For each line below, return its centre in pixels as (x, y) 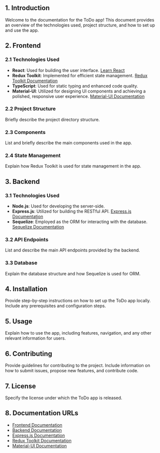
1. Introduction (27, 8)
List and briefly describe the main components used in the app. (69, 143)
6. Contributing (29, 353)
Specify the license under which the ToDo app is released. (64, 398)
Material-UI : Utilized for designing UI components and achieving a (79, 91)
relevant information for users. (35, 338)
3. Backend (22, 181)
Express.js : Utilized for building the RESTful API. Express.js (72, 211)
